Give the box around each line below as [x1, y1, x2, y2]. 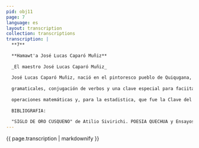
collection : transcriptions [6, 31, 76, 37]
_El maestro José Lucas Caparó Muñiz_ [11, 63, 108, 70]
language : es [6, 20, 38, 25]
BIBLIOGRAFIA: [11, 108, 46, 114]
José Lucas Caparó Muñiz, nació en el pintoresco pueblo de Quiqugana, [11, 75, 192, 81]
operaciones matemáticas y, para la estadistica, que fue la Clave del [11, 96, 192, 102]
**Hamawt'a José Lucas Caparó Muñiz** [11, 53, 108, 59]
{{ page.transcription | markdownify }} [6, 135, 99, 142]
